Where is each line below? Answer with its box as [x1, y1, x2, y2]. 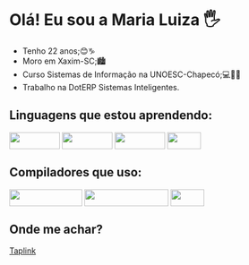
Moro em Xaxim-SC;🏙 [21, 56, 107, 66]
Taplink [9, 245, 37, 256]
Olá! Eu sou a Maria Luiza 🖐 [9, 10, 221, 30]
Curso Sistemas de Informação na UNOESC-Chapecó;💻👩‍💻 [21, 69, 242, 80]
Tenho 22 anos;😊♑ [21, 45, 96, 56]
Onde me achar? [9, 221, 103, 236]
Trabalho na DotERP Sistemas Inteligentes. [21, 81, 180, 92]
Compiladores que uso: [9, 165, 142, 180]
